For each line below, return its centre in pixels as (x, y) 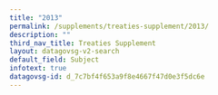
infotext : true (38, 69)
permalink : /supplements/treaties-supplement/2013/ (109, 26)
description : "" (40, 34)
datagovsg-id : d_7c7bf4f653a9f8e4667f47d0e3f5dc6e (107, 77)
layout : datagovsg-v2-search (64, 52)
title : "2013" (36, 18)
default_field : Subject (54, 60)
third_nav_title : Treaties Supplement (83, 43)
